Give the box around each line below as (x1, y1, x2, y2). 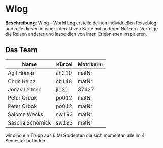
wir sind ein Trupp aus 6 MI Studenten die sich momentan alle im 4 (5, 132, 145, 138)
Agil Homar (8, 69, 35, 77)
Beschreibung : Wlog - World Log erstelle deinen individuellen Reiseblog (5, 20, 157, 26)
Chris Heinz (8, 78, 36, 85)
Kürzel (56, 61, 73, 68)
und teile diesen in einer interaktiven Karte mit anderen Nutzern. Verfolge (5, 25, 158, 31)
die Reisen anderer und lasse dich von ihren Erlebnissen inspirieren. (5, 31, 147, 37)
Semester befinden (5, 137, 46, 143)
